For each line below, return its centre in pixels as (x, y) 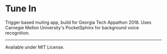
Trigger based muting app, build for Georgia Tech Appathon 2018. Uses (78, 22)
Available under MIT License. (35, 47)
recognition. (17, 33)
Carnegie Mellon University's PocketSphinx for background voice (72, 27)
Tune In (21, 9)
